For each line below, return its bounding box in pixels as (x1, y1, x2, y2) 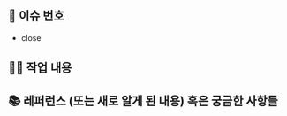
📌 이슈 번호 (8, 8, 65, 24)
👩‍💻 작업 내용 (8, 60, 72, 75)
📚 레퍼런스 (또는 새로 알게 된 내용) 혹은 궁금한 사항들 (8, 93, 279, 108)
